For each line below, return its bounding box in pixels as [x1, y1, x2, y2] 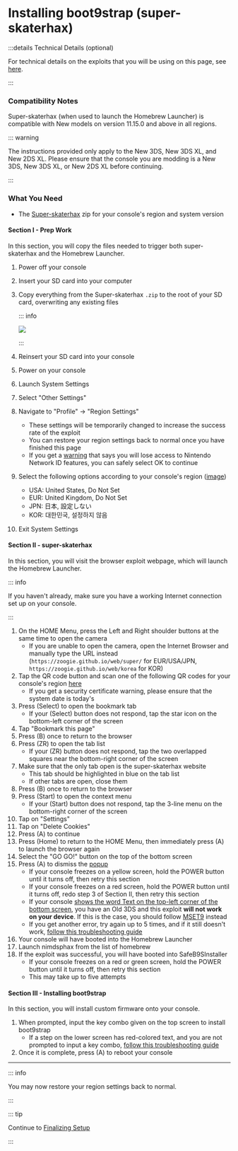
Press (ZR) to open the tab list [18, 739, 105, 748]
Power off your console [18, 263, 87, 271]
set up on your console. [8, 599, 77, 607]
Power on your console [18, 366, 86, 374]
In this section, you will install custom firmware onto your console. [8, 1004, 201, 1013]
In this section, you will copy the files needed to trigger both [8, 241, 183, 250]
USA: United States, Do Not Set [28, 486, 120, 494]
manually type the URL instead [28, 649, 119, 658]
